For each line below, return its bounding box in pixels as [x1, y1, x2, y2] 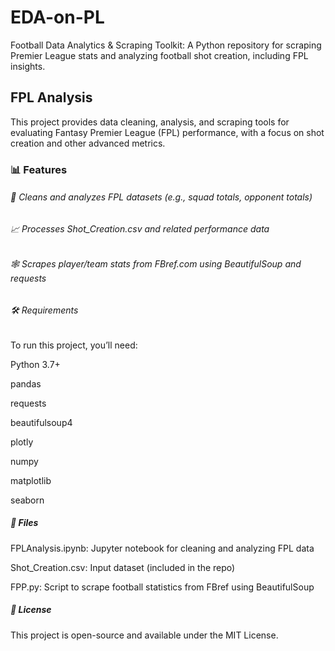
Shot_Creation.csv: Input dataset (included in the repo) [10, 561, 236, 573]
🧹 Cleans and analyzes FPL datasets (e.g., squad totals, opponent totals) [10, 191, 313, 203]
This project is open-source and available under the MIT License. [10, 629, 279, 641]
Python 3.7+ [10, 358, 61, 370]
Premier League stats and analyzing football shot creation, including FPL [10, 49, 309, 61]
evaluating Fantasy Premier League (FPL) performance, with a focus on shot [10, 126, 325, 138]
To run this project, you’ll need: [10, 339, 138, 351]
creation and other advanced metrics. [10, 137, 166, 149]
